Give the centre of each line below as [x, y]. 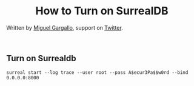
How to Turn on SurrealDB [102, 11]
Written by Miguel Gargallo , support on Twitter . [65, 27]
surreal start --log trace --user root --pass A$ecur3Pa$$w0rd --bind [97, 72]
